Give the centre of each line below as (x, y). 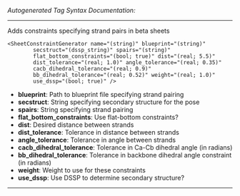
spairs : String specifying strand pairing (75, 109)
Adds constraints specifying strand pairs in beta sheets (89, 31)
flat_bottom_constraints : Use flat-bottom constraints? (98, 117)
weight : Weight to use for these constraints (82, 170)
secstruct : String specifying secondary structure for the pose (109, 102)
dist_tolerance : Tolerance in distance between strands (99, 132)
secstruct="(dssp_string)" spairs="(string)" (102, 50)
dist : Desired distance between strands (76, 125)
